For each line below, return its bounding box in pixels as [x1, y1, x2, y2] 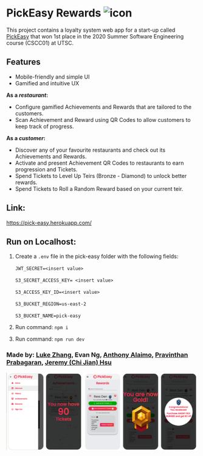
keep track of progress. [15, 123, 74, 130]
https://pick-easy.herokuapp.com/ [6, 219, 92, 226]
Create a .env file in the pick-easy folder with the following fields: [15, 253, 179, 260]
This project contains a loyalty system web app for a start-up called [6, 26, 176, 34]
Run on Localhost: [6, 237, 77, 247]
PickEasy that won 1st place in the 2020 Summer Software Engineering [6, 32, 184, 40]
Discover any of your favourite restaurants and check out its [15, 146, 166, 154]
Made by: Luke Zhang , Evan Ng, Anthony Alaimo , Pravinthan [6, 351, 188, 359]
